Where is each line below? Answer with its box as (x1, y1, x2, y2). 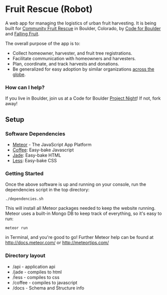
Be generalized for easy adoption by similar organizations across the (12, 66, 154, 72)
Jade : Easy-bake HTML (12, 152, 61, 158)
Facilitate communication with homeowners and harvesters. (12, 55, 136, 61)
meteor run (5, 225, 28, 231)
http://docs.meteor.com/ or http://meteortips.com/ (5, 239, 109, 246)
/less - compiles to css (12, 274, 60, 280)
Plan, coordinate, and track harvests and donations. (12, 61, 119, 67)
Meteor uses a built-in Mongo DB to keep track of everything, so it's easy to (5, 210, 162, 216)
